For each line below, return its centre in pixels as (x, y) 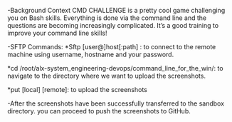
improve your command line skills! (57, 33)
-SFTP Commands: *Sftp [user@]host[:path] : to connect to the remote (112, 47)
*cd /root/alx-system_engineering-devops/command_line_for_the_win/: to (115, 68)
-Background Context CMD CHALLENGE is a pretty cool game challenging (116, 10)
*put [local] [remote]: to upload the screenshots (77, 90)
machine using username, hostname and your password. (91, 54)
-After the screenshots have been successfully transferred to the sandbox (116, 103)
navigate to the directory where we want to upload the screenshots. (107, 76)
